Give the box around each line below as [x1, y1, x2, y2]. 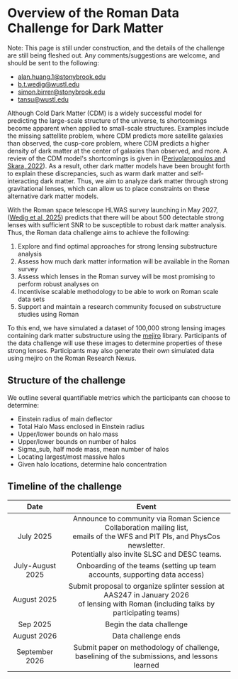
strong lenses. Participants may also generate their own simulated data [7, 346, 215, 354]
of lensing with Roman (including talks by [77, 599, 215, 609]
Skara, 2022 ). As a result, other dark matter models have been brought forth [7, 161, 230, 170]
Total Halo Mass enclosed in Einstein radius [17, 422, 145, 430]
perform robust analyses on [17, 279, 99, 288]
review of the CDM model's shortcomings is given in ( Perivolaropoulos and [7, 154, 226, 163]
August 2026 [13, 631, 57, 641]
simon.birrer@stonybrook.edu [17, 87, 106, 96]
